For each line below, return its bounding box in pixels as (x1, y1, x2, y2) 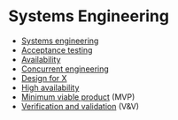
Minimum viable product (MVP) (20, 91, 135, 102)
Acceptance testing (20, 44, 93, 55)
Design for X (20, 72, 67, 83)
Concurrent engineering (20, 64, 110, 74)
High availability (20, 82, 80, 93)
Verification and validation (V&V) (20, 101, 139, 111)
